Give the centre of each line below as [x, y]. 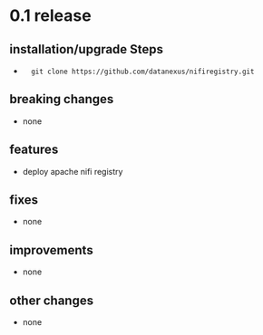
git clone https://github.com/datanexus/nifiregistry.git [143, 72]
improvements [51, 250]
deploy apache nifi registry [73, 171]
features [34, 150]
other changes [51, 300]
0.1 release [51, 16]
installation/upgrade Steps [87, 49]
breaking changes [62, 99]
